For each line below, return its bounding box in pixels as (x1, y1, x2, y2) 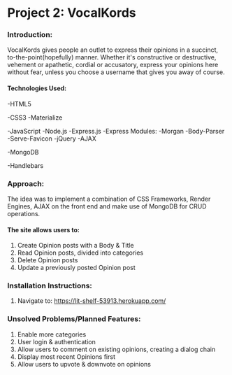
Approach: (7, 178, 45, 188)
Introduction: (7, 30, 53, 40)
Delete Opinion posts (17, 256, 78, 264)
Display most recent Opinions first (17, 352, 115, 361)
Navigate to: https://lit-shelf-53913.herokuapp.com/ (17, 297, 166, 305)
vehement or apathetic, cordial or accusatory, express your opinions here (7, 61, 219, 69)
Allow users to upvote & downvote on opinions (17, 360, 152, 368)
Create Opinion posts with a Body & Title (17, 241, 134, 250)
